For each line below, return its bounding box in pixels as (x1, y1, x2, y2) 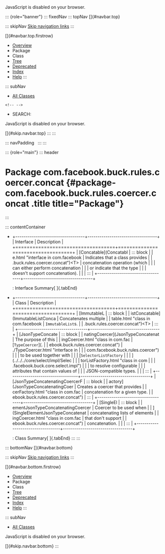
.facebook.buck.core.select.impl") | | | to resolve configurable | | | (12, 363, 145, 369)
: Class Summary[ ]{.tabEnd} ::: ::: (12, 435, 80, 441)
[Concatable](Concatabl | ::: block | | (79, 249, 153, 255)
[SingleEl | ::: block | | (99, 399, 143, 405)
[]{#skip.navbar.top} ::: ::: (5, 130, 56, 136)
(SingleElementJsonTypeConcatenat (12, 409, 86, 416)
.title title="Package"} (31, 198, 124, 209)
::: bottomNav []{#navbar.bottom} (5, 444, 73, 450)
